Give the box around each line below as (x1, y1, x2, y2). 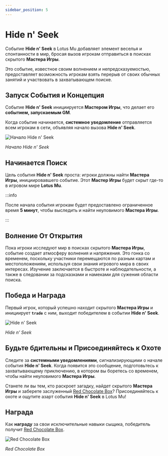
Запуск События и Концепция (5, 91, 104, 99)
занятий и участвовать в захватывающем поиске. (5, 76, 112, 83)
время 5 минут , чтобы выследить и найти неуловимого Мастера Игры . (5, 207, 159, 213)
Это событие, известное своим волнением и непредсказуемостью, (5, 66, 150, 72)
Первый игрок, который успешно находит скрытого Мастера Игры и (5, 304, 153, 311)
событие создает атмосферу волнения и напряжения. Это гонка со (5, 250, 150, 256)
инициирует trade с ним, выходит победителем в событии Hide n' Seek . (5, 310, 159, 316)
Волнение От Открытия (5, 232, 83, 240)
